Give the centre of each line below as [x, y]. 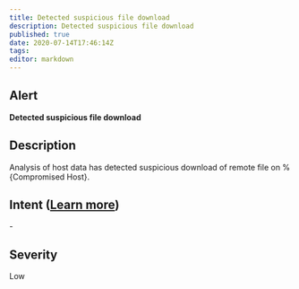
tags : [19, 51]
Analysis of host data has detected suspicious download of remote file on [145, 167]
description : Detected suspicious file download [102, 26]
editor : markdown [42, 59]
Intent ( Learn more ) [64, 205]
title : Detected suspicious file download [90, 18]
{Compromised [37, 177]
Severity [34, 254]
